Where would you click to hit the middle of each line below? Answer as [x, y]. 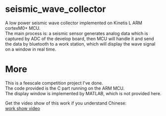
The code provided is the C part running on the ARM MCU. [65, 88]
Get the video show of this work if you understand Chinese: [66, 103]
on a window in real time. [31, 49]
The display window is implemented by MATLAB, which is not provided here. [83, 93]
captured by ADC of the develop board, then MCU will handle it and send [80, 39]
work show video [23, 108]
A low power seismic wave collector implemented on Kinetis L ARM [74, 23]
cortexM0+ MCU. [23, 28]
